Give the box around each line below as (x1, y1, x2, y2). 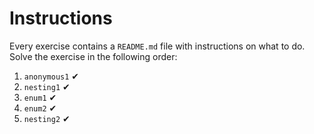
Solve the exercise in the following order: (9, 50, 178, 62)
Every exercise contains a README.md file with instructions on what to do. (9, 40, 306, 52)
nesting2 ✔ (23, 112, 71, 124)
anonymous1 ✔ (23, 70, 80, 82)
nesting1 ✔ (23, 80, 71, 92)
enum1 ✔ (23, 91, 57, 103)
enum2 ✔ (23, 102, 57, 114)
